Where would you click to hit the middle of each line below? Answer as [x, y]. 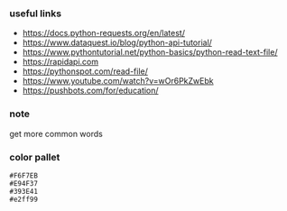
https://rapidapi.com [60, 62]
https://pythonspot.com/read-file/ [85, 71]
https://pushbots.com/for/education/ [91, 91]
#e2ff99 [24, 199]
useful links [35, 14]
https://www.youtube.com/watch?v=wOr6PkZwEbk [118, 81]
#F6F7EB [24, 175]
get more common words [56, 133]
